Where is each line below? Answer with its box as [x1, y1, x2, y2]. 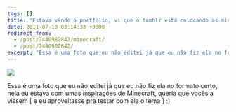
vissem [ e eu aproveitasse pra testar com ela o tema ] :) [7, 96, 171, 105]
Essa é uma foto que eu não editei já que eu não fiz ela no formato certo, [7, 81, 218, 90]
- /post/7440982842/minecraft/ [13, 36, 105, 43]
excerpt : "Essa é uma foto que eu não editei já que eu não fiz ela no [7, 50, 221, 57]
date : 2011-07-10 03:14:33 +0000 [7, 23, 105, 30]
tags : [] [7, 10, 33, 17]
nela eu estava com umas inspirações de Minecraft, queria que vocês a [7, 89, 214, 97]
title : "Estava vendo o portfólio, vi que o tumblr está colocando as [7, 17, 218, 24]
